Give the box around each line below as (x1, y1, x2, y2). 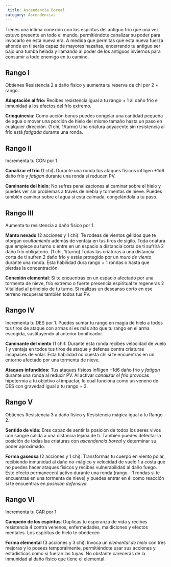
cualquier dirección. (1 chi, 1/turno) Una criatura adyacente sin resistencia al (5, 124, 165, 130)
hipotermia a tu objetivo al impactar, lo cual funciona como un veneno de (5, 377, 159, 383)
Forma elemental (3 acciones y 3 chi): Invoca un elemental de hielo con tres (5, 539, 166, 546)
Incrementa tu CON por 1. (5, 157, 59, 164)
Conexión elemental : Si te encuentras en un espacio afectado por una (5, 275, 154, 281)
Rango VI (5, 495, 35, 504)
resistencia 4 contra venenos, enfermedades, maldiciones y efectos (5, 524, 148, 531)
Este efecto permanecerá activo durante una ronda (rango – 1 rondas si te (5, 470, 160, 476)
